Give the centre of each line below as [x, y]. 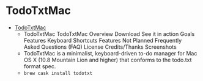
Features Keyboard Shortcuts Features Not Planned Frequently [103, 40]
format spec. [40, 66]
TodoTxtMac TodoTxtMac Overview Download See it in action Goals [109, 33]
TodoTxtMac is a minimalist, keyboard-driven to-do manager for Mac [110, 53]
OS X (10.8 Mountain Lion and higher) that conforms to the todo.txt [108, 60]
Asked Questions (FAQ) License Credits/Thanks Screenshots [100, 47]
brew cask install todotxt [58, 73]
